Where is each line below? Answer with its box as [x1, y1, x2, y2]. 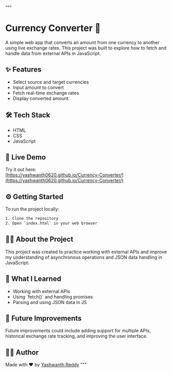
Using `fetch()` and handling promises [12, 293, 93, 300]
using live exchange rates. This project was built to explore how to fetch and [5, 45, 167, 51]
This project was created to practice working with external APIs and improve [5, 248, 167, 255]
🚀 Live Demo [5, 153, 46, 162]
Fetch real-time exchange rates [12, 90, 80, 96]
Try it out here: [5, 167, 37, 173]
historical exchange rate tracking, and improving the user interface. [5, 333, 148, 339]
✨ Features [5, 65, 42, 74]
